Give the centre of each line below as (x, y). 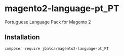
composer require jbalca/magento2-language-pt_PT (57, 48)
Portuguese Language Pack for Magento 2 (48, 22)
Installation (22, 37)
